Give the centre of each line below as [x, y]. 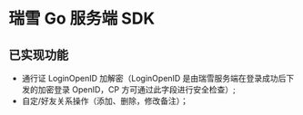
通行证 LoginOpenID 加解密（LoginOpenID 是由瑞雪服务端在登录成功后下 [158, 78]
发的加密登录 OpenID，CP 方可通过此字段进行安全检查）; [128, 90]
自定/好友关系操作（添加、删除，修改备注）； [105, 101]
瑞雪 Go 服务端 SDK [82, 19]
